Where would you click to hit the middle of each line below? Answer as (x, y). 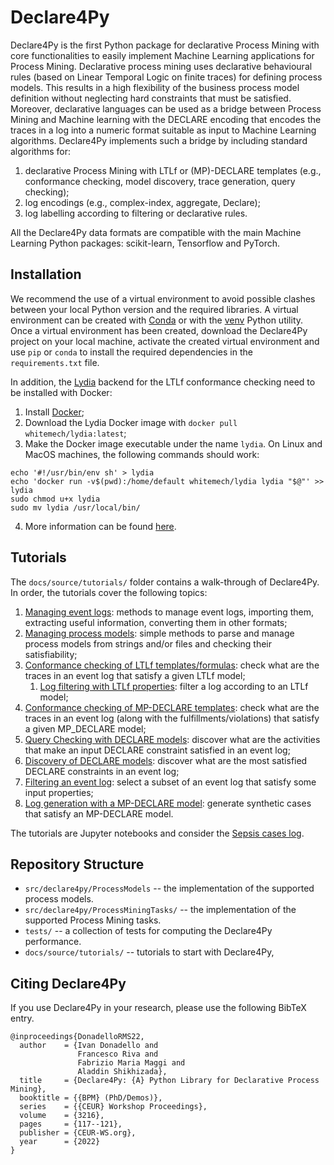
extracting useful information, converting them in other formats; (156, 622)
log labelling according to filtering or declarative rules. (136, 213)
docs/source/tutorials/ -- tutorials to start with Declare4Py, (149, 952)
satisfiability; (51, 654)
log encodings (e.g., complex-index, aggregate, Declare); (142, 202)
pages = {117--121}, (71, 1124)
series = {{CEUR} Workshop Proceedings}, (113, 1107)
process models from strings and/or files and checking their (148, 643)
